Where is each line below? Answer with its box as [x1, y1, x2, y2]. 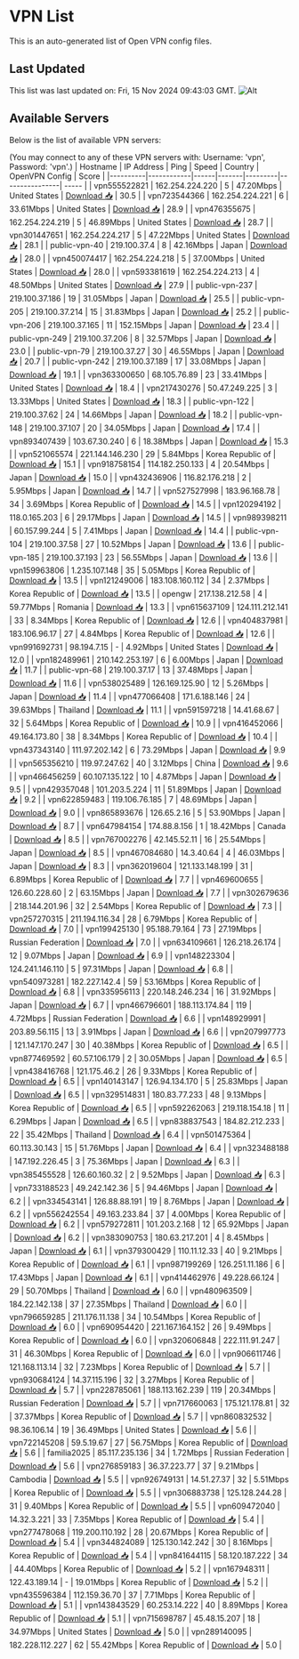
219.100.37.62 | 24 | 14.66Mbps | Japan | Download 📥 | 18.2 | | [9, 409, 238, 420]
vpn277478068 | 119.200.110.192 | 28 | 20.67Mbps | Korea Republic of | [9, 1526, 269, 1537]
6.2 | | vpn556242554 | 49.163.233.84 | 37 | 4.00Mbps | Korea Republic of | [9, 1208, 287, 1220]
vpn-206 [9, 319, 42, 330]
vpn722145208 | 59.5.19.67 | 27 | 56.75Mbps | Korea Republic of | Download [9, 1437, 288, 1447]
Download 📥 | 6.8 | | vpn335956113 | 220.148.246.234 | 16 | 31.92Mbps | [9, 986, 277, 997]
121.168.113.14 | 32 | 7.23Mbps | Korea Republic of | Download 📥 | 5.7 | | [9, 1361, 271, 1372]
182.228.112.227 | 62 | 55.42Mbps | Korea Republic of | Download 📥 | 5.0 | [9, 1639, 282, 1650]
